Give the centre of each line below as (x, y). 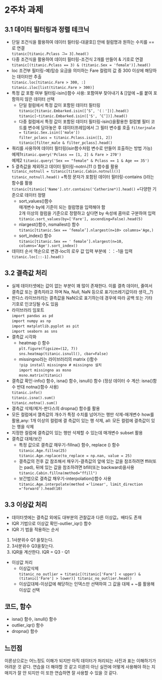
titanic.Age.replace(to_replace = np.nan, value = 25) (75, 456)
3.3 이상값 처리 (26, 505)
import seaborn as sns (34, 331)
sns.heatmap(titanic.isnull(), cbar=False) (64, 354)
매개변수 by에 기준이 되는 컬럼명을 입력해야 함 (62, 207)
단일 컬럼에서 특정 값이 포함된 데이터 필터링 (59, 105)
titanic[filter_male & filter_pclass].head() (65, 143)
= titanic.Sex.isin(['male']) (49, 133)
